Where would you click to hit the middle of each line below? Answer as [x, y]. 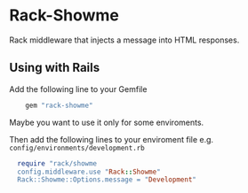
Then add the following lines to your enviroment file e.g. [112, 139]
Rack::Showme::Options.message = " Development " [107, 180]
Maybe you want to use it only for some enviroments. [107, 122]
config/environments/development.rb [77, 148]
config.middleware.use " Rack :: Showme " [89, 172]
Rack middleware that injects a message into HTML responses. [124, 40]
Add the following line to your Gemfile [78, 89]
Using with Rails [55, 68]
